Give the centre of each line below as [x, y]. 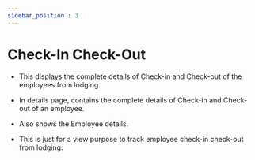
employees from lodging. [59, 84]
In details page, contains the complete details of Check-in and [120, 100]
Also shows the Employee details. [74, 124]
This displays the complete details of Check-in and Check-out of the [130, 76]
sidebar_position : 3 [43, 15]
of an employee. [58, 108]
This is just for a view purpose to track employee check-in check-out [131, 139]
